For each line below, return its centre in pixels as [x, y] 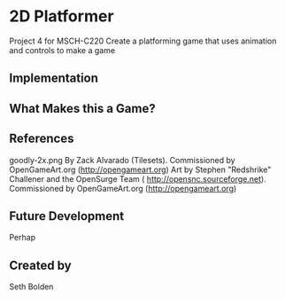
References [42, 139]
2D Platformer [62, 16]
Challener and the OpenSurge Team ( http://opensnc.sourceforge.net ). [138, 178]
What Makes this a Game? [83, 108]
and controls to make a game [62, 50]
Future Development [67, 216]
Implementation [54, 79]
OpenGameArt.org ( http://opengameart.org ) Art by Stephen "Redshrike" [140, 169]
